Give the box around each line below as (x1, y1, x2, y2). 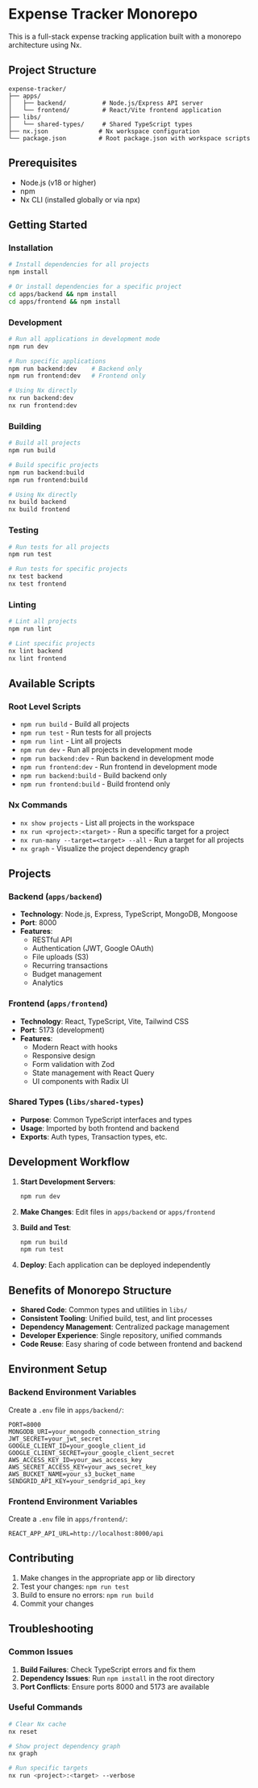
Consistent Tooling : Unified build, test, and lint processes (19, 1314, 213, 1323)
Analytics (31, 977, 64, 988)
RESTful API (31, 935, 73, 944)
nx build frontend (8, 506, 70, 514)
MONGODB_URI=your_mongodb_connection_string (8, 1427, 160, 1436)
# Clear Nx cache (8, 1719, 67, 1728)
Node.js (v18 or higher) (19, 177, 97, 187)
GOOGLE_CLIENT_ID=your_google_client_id (8, 1441, 147, 1450)
